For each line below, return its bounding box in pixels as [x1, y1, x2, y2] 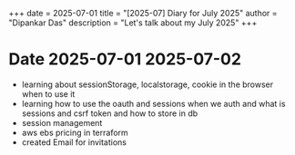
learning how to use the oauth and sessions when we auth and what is [21, 98, 286, 109]
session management [21, 117, 103, 128]
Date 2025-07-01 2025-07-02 [8, 49, 242, 70]
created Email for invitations [21, 136, 127, 148]
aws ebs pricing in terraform [21, 127, 128, 138]
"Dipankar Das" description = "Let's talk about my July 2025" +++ [8, 17, 258, 28]
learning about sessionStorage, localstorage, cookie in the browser [21, 79, 274, 90]
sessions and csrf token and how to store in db [21, 108, 198, 119]
